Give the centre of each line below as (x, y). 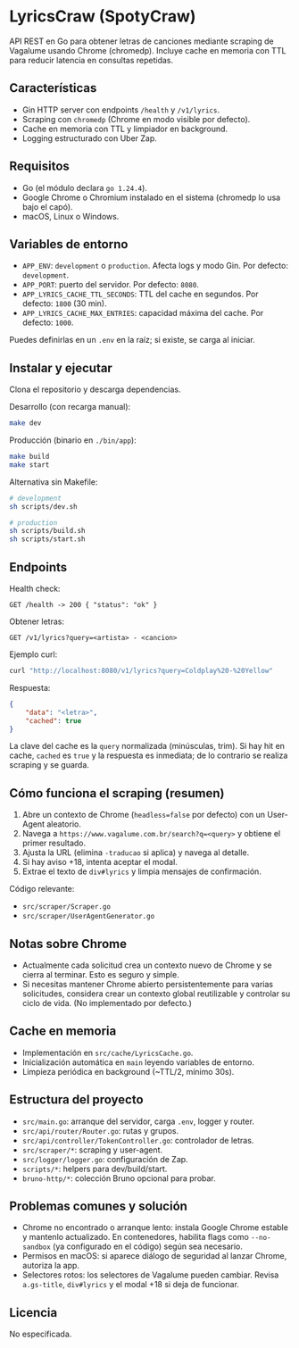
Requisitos (39, 166)
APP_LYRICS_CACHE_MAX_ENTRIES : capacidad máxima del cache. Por (143, 313)
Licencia (33, 1313)
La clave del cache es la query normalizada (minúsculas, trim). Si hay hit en (147, 746)
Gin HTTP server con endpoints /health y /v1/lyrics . (121, 110)
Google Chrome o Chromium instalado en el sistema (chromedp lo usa (151, 197)
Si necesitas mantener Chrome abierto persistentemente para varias (148, 984)
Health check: (35, 588)
